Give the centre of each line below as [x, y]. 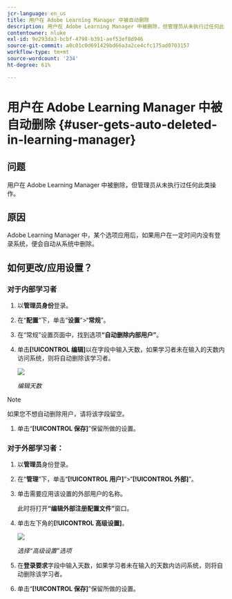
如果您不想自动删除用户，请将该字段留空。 [68, 414]
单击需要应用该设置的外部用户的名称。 [71, 494]
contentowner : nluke [37, 33]
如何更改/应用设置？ [50, 268]
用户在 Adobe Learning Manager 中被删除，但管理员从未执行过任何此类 [109, 184]
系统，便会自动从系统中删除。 [55, 244]
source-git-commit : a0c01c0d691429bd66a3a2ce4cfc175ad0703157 [98, 46]
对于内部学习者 [32, 289]
